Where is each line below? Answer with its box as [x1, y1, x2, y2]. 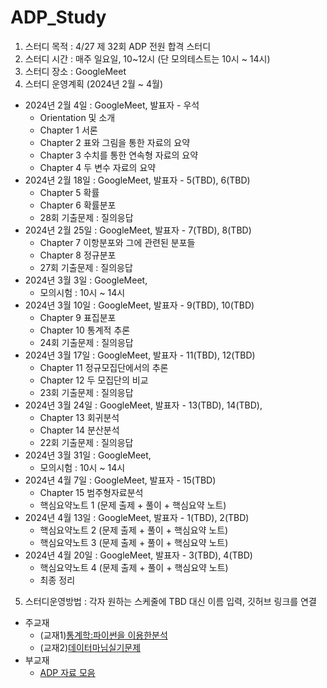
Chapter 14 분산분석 [39, 424, 120, 436]
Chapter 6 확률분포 [39, 199, 117, 211]
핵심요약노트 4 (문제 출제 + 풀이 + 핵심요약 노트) [39, 561, 229, 573]
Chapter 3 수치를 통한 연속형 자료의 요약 [39, 149, 199, 161]
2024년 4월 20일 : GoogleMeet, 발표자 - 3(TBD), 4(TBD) [24, 549, 253, 561]
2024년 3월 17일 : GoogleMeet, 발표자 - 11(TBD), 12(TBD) [24, 349, 256, 361]
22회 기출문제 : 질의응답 [39, 436, 134, 448]
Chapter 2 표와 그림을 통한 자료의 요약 [39, 136, 191, 148]
